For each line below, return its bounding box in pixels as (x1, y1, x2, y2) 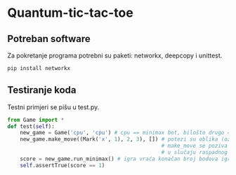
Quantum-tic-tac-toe (7, 5, 133, 21)
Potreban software (7, 33, 91, 45)
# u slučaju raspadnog (161, 149, 228, 156)
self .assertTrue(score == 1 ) (20, 162, 105, 169)
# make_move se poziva (161, 142, 228, 150)
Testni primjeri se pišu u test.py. (7, 103, 100, 111)
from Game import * (7, 116, 65, 123)
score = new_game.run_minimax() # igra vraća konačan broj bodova (20, 155, 218, 162)
